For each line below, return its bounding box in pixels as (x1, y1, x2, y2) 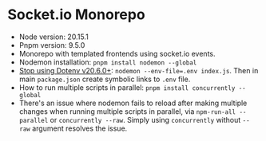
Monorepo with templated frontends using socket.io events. (18, 49, 216, 58)
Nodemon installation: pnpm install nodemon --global (18, 57, 197, 67)
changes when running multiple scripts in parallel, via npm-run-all (18, 106, 236, 116)
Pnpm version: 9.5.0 (18, 40, 85, 49)
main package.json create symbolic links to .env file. (18, 74, 191, 84)
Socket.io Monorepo (7, 6, 145, 24)
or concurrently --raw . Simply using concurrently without (50, 115, 241, 124)
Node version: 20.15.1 (18, 32, 89, 41)
